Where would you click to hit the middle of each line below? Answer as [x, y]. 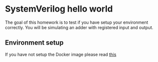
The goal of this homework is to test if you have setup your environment [77, 22]
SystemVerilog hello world [59, 9]
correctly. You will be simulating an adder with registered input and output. [79, 27]
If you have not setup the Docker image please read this [61, 54]
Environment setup [34, 43]
